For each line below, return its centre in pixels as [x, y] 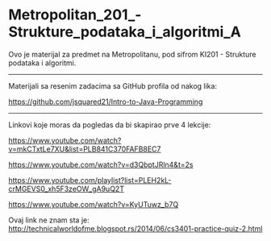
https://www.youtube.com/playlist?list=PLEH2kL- [90, 180]
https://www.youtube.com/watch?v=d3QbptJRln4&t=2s [101, 164]
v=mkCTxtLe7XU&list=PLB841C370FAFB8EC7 [85, 149]
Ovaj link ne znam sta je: [49, 220]
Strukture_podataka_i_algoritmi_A [125, 32]
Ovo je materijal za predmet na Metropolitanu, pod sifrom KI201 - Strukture [132, 54]
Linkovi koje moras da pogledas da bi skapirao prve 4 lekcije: [110, 125]
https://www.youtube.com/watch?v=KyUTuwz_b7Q [94, 204]
